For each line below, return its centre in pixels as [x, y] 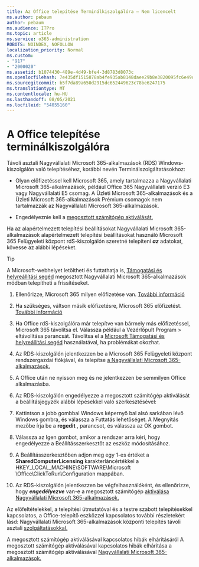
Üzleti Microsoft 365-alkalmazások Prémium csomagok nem [89, 200]
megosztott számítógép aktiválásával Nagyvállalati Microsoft [80, 552]
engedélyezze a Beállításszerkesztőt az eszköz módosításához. [93, 444]
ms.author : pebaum [29, 17]
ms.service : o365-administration [48, 39]
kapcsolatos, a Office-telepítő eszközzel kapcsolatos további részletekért [96, 516]
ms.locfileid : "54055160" [38, 105]
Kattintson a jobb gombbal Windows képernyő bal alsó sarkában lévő [99, 413]
